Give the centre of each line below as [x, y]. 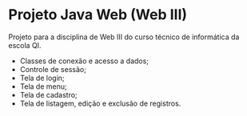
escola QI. [25, 45]
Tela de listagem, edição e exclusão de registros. [100, 103]
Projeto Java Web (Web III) [98, 15]
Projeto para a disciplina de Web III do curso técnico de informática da [124, 37]
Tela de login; [42, 78]
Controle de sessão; [53, 69]
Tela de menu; [43, 86]
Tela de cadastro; [48, 94]
